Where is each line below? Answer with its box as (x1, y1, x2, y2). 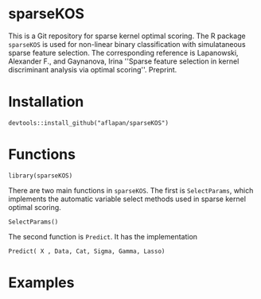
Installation (8, 93, 84, 111)
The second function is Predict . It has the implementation (8, 231, 197, 241)
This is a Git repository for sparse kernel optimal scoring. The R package (8, 31, 246, 41)
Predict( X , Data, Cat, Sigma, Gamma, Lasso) (8, 247, 166, 255)
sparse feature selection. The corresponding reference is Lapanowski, (8, 48, 239, 57)
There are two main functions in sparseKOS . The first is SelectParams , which (8, 185, 254, 195)
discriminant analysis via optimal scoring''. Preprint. (8, 64, 177, 74)
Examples (8, 274, 75, 291)
